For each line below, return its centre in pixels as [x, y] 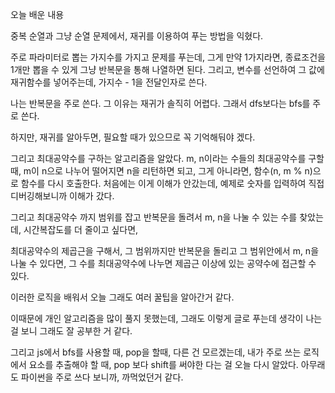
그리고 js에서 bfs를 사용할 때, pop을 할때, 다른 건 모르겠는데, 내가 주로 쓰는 [156, 352]
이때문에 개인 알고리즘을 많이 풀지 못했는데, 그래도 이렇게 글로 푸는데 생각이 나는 [166, 318]
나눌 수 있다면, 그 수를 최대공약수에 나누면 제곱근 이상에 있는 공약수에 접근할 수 [163, 263]
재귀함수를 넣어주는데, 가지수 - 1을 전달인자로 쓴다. [109, 82]
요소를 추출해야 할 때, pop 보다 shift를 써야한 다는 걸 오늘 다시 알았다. [163, 364]
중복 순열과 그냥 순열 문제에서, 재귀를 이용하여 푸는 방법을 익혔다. [137, 36]
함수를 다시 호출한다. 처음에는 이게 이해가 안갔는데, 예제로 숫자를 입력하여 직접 [172, 183]
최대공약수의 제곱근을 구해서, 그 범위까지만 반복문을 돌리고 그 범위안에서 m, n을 [165, 251]
